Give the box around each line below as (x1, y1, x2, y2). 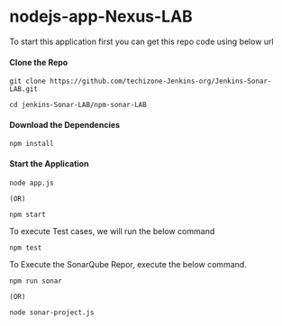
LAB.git (9, 85, 39, 94)
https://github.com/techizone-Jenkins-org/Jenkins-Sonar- (49, 77, 272, 86)
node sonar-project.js (9, 308, 95, 317)
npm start (9, 210, 47, 219)
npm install (9, 140, 54, 149)
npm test (9, 243, 42, 252)
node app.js (9, 178, 54, 187)
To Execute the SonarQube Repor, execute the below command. (9, 258, 248, 269)
